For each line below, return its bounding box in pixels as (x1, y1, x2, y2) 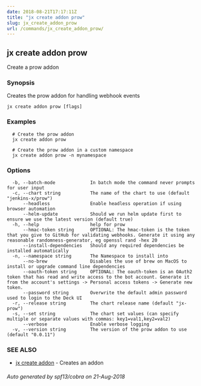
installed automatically (7, 248, 69, 254)
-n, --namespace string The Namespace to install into (12, 253, 169, 259)
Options (7, 166, 31, 174)
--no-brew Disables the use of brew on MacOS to (22, 258, 187, 264)
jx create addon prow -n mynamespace (12, 152, 107, 158)
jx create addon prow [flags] (7, 104, 83, 110)
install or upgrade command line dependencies (7, 263, 125, 270)
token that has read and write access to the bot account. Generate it (7, 274, 190, 280)
